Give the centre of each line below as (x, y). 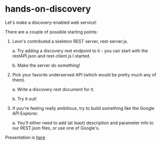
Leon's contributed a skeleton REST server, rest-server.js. (70, 41)
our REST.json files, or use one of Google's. (56, 128)
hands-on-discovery (48, 9)
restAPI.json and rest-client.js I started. (51, 56)
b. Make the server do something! (46, 65)
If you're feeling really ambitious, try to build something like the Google (83, 108)
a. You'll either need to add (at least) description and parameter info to (83, 123)
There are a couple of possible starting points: (51, 32)
